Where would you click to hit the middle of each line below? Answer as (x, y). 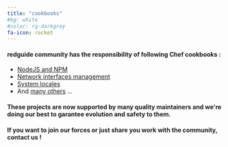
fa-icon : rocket (30, 32)
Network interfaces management (64, 77)
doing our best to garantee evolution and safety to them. (89, 114)
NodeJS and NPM (42, 70)
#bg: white (23, 20)
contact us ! (25, 137)
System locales (38, 84)
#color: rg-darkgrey (37, 26)
